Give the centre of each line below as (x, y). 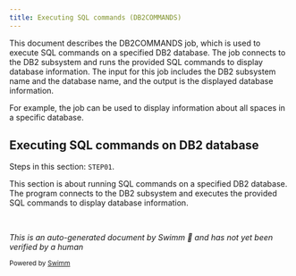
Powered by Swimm (40, 263)
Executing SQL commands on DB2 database (134, 145)
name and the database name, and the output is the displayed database (141, 80)
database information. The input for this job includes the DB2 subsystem (143, 71)
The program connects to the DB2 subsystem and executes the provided (143, 194)
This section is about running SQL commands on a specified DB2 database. (148, 184)
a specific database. (47, 117)
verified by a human (47, 247)
